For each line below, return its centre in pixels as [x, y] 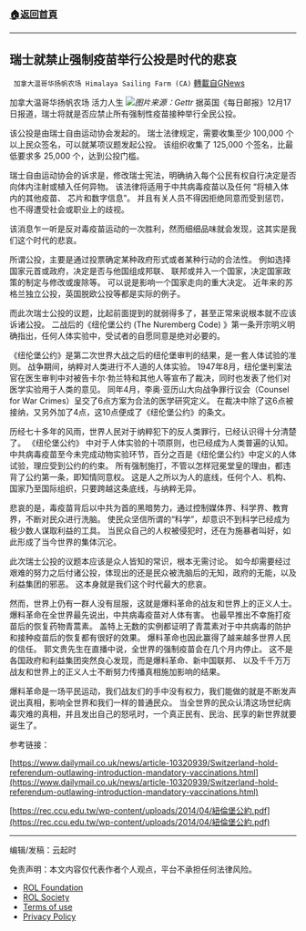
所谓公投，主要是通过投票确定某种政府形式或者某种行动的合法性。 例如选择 [150, 260]
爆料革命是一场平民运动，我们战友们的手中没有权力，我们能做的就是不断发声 [153, 691]
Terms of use [47, 907]
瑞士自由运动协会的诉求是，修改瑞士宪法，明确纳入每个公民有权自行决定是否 [153, 176]
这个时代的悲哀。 [49, 240]
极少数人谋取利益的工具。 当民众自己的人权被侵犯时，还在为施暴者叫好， [146, 531]
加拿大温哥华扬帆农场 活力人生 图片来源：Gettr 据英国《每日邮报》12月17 [150, 103]
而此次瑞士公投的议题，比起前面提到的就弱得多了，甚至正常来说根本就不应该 [153, 313]
